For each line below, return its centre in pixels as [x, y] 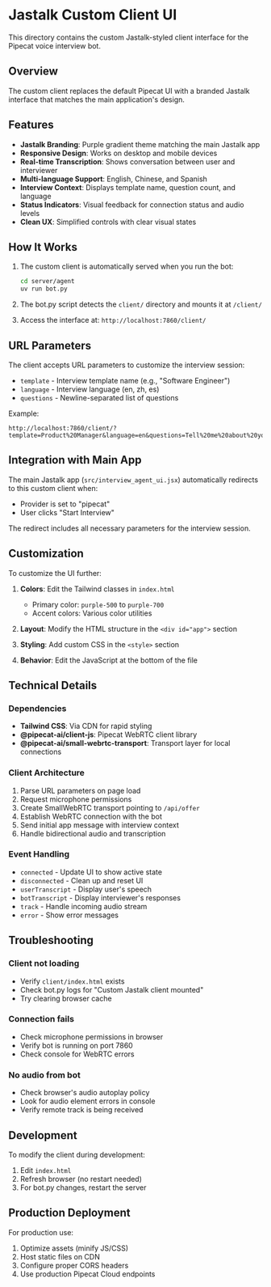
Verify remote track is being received [81, 1110]
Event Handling [39, 854]
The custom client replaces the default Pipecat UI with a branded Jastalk [129, 91]
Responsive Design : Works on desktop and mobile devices [119, 153]
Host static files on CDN [60, 1256]
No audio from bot [44, 1075]
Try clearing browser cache [66, 998]
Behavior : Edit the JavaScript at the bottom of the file [109, 660]
